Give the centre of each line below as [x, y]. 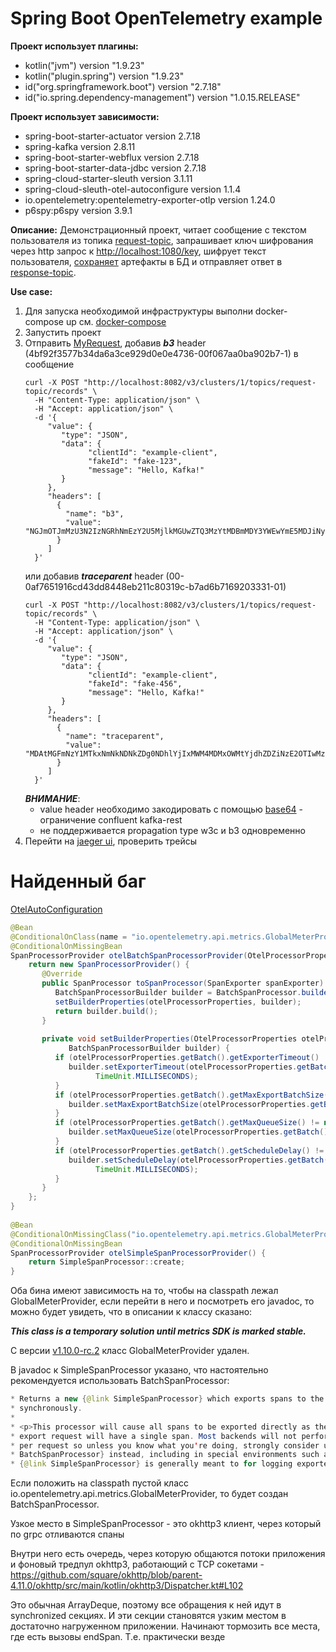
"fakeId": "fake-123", [135, 461]
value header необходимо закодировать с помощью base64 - [171, 809]
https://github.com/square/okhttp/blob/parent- [106, 1575]
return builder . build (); [106, 1011]
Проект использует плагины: [74, 46]
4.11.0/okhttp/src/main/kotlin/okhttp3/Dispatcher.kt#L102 [127, 1586]
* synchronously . [46, 1408]
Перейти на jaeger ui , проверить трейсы [111, 841]
